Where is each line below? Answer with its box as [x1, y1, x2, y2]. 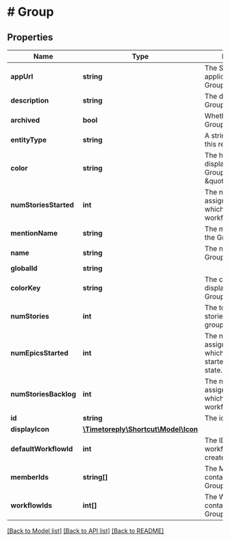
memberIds [10, 473, 49, 481]
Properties [7, 32, 53, 43]
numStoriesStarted [10, 200, 74, 210]
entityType [10, 135, 47, 144]
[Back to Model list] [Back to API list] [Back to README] [7, 527, 164, 535]
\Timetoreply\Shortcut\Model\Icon [82, 425, 199, 433]
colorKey [10, 284, 41, 292]
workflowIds [10, 501, 53, 510]
